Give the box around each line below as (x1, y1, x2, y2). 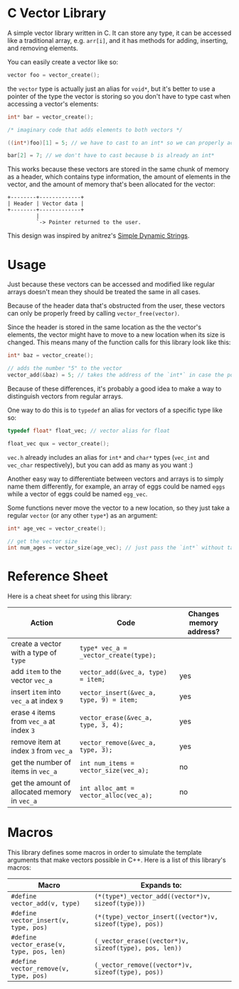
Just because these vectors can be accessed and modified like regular (7, 280, 216, 288)
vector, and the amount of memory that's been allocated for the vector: (7, 180, 216, 189)
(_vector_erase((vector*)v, (94, 937, 190, 945)
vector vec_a (11, 676, 53, 686)
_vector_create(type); (79, 651, 156, 660)
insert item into (11, 687, 61, 697)
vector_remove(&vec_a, (79, 739, 156, 747)
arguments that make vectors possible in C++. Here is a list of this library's (7, 855, 226, 865)
